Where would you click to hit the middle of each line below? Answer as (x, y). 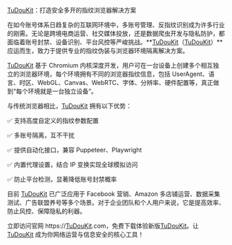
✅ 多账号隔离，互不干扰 (41, 135)
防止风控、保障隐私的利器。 (47, 211)
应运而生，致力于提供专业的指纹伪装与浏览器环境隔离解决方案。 (98, 51)
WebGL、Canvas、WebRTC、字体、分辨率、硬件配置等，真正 (125, 82)
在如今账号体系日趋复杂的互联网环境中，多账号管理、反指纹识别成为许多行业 (116, 25)
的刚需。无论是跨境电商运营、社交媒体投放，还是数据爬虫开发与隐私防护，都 (116, 33)
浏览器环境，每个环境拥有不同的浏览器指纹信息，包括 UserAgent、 (114, 74)
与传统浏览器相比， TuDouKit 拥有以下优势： (70, 106)
